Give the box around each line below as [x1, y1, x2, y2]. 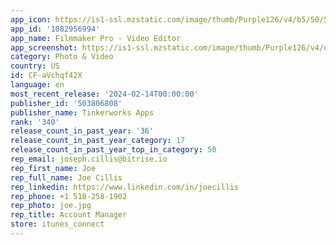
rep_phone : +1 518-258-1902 [10, 191, 128, 201]
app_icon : [10, 14, 52, 25]
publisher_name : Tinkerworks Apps [10, 107, 155, 118]
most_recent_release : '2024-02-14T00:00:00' [10, 89, 199, 99]
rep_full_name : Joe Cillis [10, 172, 123, 183]
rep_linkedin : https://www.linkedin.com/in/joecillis [10, 182, 240, 192]
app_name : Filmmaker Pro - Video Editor [10, 33, 182, 43]
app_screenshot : [10, 42, 78, 53]
